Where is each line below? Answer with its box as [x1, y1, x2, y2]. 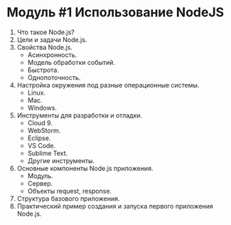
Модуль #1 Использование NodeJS [6, 4, 225, 21]
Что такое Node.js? [16, 28, 75, 36]
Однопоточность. [27, 73, 81, 82]
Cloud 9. [27, 118, 53, 127]
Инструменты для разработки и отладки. [16, 111, 143, 120]
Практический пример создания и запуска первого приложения [16, 202, 214, 210]
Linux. [27, 88, 46, 97]
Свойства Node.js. [16, 43, 72, 51]
